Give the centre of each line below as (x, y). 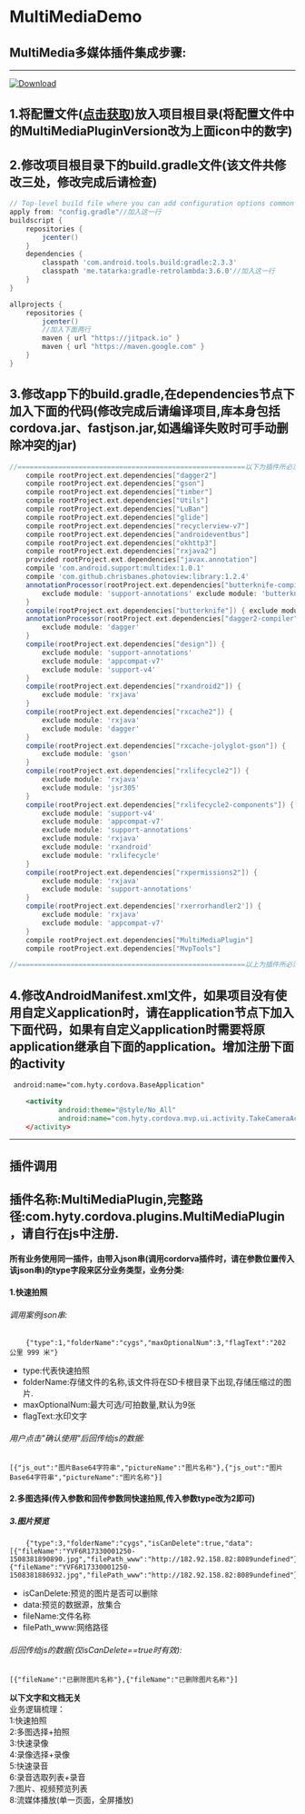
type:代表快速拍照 (56, 1370)
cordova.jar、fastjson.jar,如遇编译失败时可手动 (143, 429)
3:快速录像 (29, 1743)
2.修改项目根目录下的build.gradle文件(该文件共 (142, 165)
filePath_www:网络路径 (65, 1628)
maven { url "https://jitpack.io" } (111, 338)
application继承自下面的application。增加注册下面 (152, 1047)
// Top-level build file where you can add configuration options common (152, 204)
